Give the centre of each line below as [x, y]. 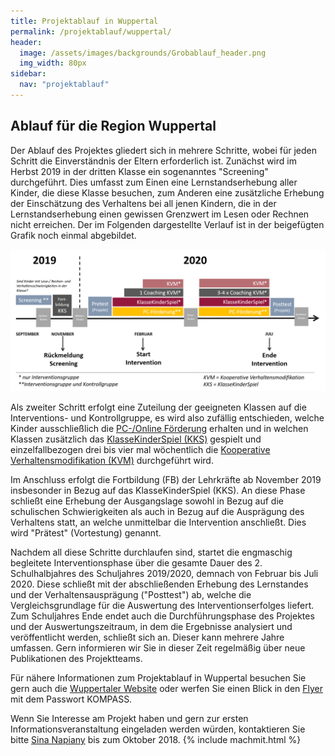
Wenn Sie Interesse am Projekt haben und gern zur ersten [129, 719]
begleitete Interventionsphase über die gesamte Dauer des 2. [136, 563]
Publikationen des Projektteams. [76, 659]
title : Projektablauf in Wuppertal [84, 21]
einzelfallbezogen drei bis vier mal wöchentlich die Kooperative [140, 450]
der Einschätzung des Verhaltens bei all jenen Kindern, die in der [143, 203]
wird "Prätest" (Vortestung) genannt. [86, 533]
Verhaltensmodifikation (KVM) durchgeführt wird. [112, 461]
